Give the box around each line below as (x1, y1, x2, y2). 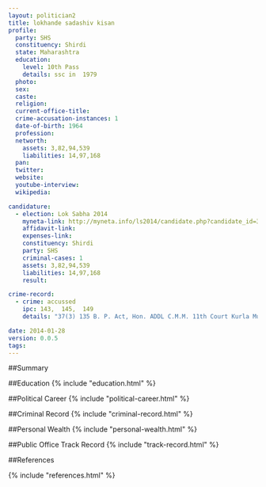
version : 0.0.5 (8, 334, 59, 342)
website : (15, 173, 44, 182)
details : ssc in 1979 (22, 70, 97, 78)
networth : (15, 136, 47, 145)
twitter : (15, 166, 44, 174)
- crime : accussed (15, 298, 77, 306)
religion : (15, 100, 47, 108)
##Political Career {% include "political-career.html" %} (8, 394, 190, 404)
